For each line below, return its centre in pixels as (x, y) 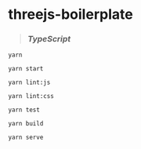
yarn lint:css (31, 96)
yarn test (24, 110)
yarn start (26, 69)
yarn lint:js (29, 83)
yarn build (26, 124)
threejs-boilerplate (70, 15)
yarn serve (26, 138)
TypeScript (49, 39)
